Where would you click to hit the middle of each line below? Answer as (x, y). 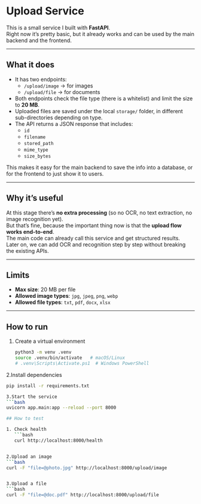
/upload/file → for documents (62, 92)
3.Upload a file (26, 484)
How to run (27, 327)
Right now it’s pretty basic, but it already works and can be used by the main (100, 34)
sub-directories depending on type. (59, 117)
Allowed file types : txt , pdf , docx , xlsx (63, 302)
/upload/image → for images (58, 86)
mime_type (36, 150)
